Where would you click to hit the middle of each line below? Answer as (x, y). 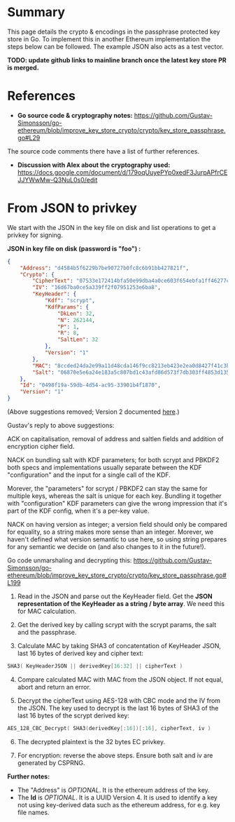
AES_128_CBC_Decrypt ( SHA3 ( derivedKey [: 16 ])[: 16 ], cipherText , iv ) (109, 728)
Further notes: (29, 776)
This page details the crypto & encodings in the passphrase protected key (114, 32)
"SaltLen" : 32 (78, 340)
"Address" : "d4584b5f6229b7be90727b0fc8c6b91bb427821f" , (105, 268)
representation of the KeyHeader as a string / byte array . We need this (121, 604)
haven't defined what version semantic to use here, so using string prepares (117, 539)
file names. (33, 812)
